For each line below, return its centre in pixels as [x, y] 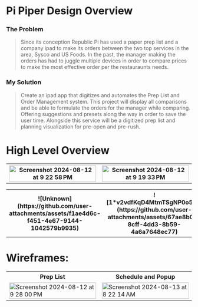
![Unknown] [55, 199]
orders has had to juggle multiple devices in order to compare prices [104, 61]
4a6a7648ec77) [154, 232]
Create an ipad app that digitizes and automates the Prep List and [100, 95]
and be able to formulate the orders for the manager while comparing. [105, 108]
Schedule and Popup [146, 276]
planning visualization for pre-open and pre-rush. [80, 126]
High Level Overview [58, 150]
